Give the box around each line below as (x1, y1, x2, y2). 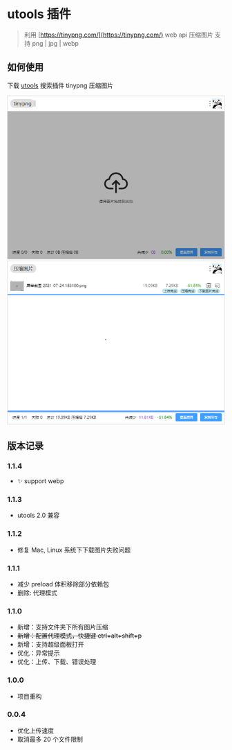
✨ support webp (17, 477, 64, 485)
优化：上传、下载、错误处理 (17, 658, 97, 666)
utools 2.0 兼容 (17, 511, 60, 520)
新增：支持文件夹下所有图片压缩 (17, 623, 108, 631)
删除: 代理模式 (17, 588, 57, 597)
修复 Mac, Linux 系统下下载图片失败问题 (17, 546, 131, 554)
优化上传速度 (17, 726, 54, 735)
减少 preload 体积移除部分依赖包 (17, 579, 109, 588)
